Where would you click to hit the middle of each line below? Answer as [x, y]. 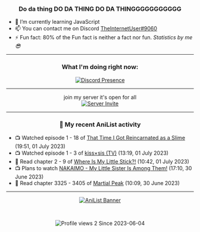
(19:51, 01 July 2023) [40, 146]
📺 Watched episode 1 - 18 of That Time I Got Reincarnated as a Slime [100, 137]
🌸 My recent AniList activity [100, 124]
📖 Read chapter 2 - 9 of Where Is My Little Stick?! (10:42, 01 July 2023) [102, 161]
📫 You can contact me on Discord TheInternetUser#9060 [86, 29]
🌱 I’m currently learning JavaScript [57, 22]
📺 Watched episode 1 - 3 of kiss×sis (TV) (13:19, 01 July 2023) [91, 153]
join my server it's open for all [100, 97]
